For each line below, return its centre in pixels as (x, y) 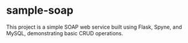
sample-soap (40, 10)
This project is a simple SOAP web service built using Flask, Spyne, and (94, 27)
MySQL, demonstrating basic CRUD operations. (65, 33)
